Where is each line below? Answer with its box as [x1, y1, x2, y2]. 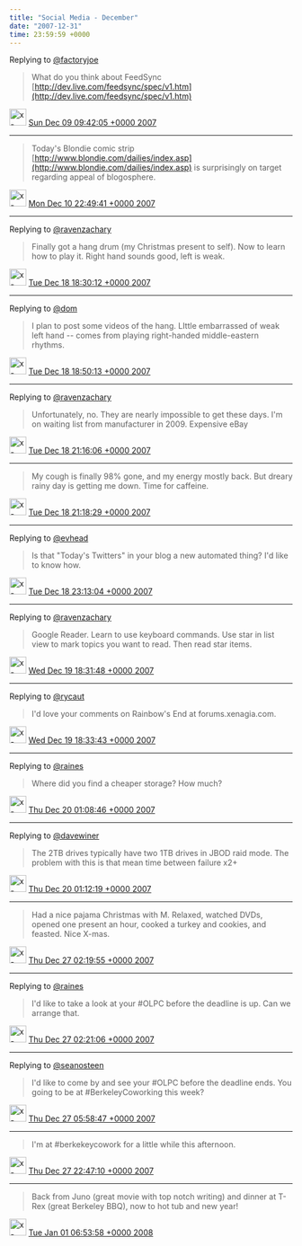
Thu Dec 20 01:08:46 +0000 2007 [28, 805, 155, 816]
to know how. [31, 560, 81, 570]
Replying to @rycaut [9, 691, 85, 702]
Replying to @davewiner [9, 830, 100, 841]
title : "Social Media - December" [9, 13, 139, 22]
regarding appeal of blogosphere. [31, 172, 156, 182]
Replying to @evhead [9, 533, 89, 543]
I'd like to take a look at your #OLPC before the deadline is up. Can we [31, 998, 291, 1009]
